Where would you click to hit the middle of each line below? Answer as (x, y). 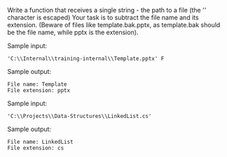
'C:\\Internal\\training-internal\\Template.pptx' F (86, 59)
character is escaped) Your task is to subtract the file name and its (103, 17)
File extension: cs (36, 148)
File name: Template (37, 84)
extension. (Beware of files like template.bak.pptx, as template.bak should (114, 25)
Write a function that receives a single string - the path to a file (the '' (107, 10)
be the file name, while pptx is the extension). (73, 32)
